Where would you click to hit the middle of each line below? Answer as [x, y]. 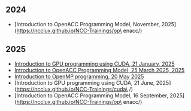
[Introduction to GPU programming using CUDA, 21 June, [84, 82]
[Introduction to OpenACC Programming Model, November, [87, 24]
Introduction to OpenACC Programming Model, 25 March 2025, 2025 [99, 70]
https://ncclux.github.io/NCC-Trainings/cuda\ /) [75, 89]
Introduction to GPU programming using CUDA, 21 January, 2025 [94, 64]
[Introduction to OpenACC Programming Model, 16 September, [91, 95]
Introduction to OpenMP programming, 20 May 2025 [79, 76]
